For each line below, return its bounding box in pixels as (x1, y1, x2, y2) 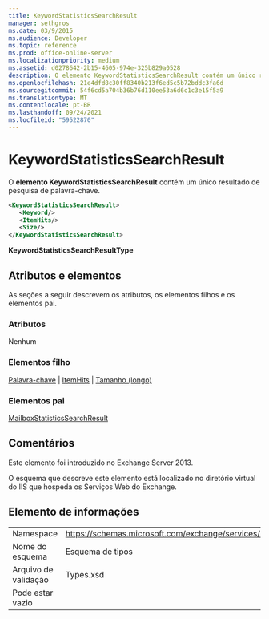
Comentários (8, 436, 75, 450)
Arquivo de (12, 564, 54, 575)
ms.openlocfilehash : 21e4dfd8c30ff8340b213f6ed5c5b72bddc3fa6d (8, 79, 224, 87)
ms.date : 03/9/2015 (8, 26, 74, 34)
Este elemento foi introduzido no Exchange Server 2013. (8, 458, 194, 467)
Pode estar (12, 587, 54, 598)
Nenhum (8, 337, 37, 346)
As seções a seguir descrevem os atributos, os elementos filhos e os (8, 290, 235, 299)
